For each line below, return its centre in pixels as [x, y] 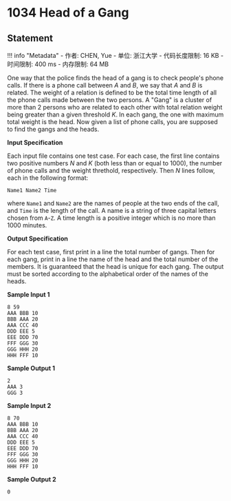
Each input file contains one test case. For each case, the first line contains [113, 156]
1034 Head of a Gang [68, 13]
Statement [30, 38]
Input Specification [35, 142]
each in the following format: [48, 178]
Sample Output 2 [32, 479]
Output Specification [38, 238]
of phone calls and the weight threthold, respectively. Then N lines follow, [111, 171]
